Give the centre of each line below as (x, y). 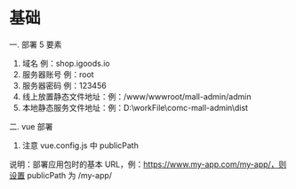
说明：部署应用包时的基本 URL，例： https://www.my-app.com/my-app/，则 (148, 164)
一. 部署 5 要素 (36, 44)
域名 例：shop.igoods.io (66, 63)
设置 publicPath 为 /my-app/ (61, 175)
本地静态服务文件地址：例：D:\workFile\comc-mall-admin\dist (135, 107)
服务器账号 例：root (58, 74)
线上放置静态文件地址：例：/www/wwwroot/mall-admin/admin (136, 96)
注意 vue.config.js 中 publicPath (80, 145)
